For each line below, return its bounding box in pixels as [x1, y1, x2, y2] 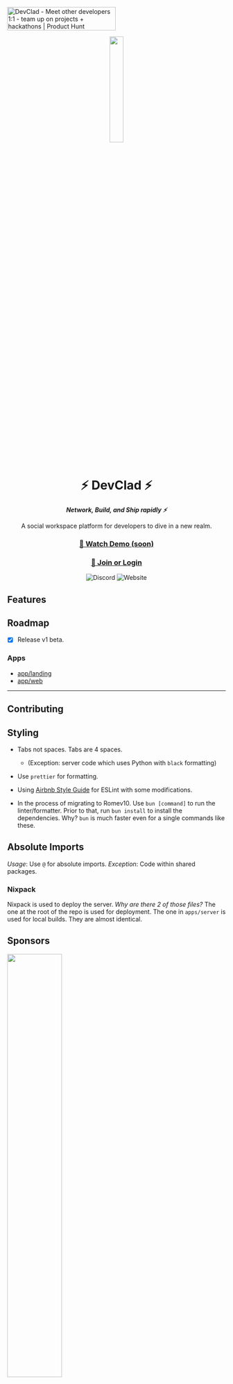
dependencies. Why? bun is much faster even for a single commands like [17, 813, 225, 822]
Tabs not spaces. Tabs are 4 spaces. [17, 745, 123, 753]
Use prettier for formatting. [17, 772, 98, 781]
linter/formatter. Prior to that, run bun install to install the [17, 806, 182, 815]
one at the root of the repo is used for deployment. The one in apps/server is [7, 908, 226, 916]
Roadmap [7, 617, 50, 628]
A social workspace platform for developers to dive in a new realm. [21, 522, 212, 530]
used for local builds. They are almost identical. [7, 915, 143, 924]
